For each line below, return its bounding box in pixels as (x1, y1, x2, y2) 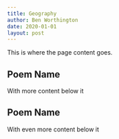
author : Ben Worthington (7, 17, 78, 24)
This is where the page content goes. (7, 48, 113, 57)
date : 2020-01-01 (7, 23, 57, 30)
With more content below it (7, 87, 84, 95)
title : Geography (7, 10, 57, 17)
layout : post (7, 29, 45, 37)
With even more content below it (7, 125, 100, 133)
